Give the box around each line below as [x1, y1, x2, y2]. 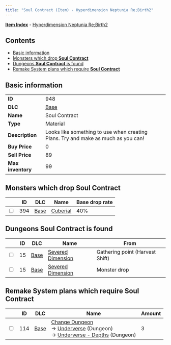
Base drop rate [76, 199, 113, 206]
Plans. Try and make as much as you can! [45, 135, 145, 142]
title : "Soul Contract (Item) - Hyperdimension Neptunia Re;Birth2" [5, 7, 154, 13]
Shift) [96, 255, 110, 262]
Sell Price [8, 152, 32, 159]
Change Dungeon [51, 318, 94, 326]
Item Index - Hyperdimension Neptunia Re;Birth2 [5, 21, 108, 28]
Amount [140, 310, 161, 317]
